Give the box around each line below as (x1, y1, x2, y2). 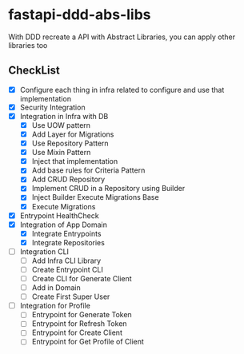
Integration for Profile (19, 301, 90, 311)
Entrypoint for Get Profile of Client (31, 337, 144, 347)
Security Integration (19, 102, 86, 112)
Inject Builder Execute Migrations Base (31, 193, 159, 202)
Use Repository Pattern (31, 138, 110, 149)
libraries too (8, 40, 48, 50)
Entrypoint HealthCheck (19, 210, 99, 221)
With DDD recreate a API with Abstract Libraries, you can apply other (8, 32, 236, 42)
